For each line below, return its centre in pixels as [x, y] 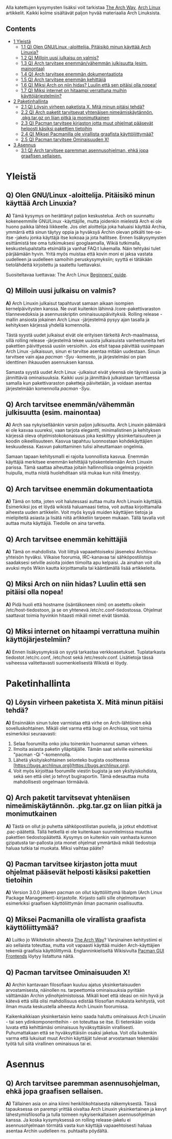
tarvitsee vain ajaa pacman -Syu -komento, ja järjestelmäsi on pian [76, 356]
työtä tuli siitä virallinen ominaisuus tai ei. [49, 1044]
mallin [12, 319]
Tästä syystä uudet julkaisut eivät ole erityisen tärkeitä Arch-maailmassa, [82, 335]
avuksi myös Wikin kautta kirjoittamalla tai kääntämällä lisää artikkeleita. [81, 568]
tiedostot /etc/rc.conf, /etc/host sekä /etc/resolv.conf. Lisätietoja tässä [80, 657]
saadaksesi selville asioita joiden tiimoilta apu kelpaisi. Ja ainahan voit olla [83, 563]
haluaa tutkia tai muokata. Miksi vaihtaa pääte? [55, 848]
